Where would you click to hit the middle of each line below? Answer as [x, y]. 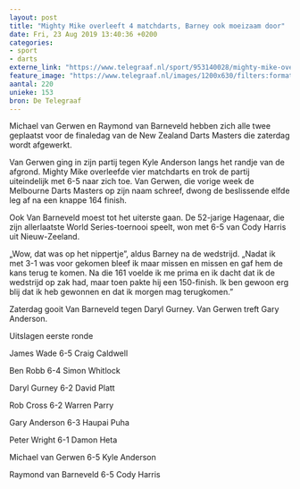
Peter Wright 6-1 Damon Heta [63, 440]
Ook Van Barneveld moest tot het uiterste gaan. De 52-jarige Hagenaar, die [147, 218]
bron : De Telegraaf [46, 101]
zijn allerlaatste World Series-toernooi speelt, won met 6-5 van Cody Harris [148, 227]
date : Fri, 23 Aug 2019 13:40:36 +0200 [83, 34]
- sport [24, 51]
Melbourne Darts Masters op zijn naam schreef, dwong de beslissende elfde [150, 191]
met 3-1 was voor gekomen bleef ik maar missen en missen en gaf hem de [146, 264]
